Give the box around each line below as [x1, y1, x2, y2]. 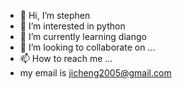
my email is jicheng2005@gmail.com [19, 67, 172, 79]
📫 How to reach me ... [19, 53, 113, 64]
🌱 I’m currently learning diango [19, 31, 147, 42]
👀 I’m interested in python [19, 20, 126, 32]
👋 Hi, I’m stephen [19, 10, 91, 21]
